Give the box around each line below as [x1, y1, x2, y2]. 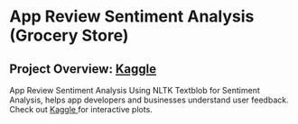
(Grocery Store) [9, 25, 129, 46]
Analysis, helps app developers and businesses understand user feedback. [9, 94, 289, 105]
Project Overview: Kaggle [9, 61, 156, 76]
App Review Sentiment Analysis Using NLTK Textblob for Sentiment [9, 85, 260, 95]
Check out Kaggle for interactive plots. [9, 104, 154, 114]
